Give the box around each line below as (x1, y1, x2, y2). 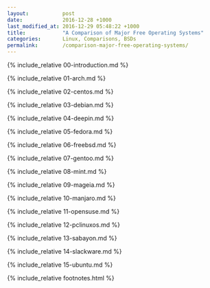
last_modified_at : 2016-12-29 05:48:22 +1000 (7, 23, 139, 30)
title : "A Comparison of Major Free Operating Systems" (7, 29, 205, 36)
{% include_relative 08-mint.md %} (7, 168, 107, 175)
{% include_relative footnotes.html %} (7, 274, 115, 282)
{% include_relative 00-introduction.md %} (7, 61, 129, 69)
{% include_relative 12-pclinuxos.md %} (7, 221, 120, 229)
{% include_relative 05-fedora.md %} (7, 128, 113, 135)
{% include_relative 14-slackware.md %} (7, 247, 122, 255)
